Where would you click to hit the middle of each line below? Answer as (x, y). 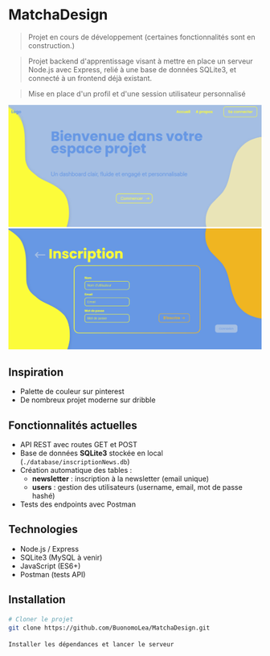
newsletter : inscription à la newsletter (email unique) (121, 479)
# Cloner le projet (41, 619)
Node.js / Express (49, 548)
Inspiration (36, 372)
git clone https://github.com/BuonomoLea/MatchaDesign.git (109, 628)
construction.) (51, 45)
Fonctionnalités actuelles (73, 425)
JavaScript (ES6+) (50, 566)
